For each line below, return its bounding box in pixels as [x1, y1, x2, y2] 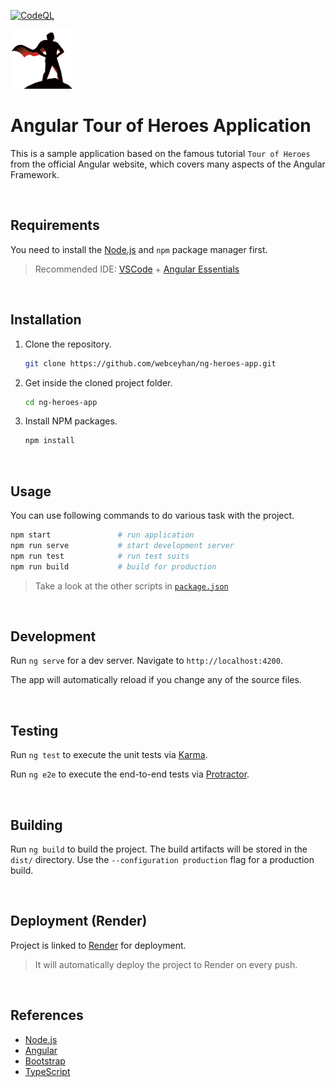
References [10, 1007, 84, 1024]
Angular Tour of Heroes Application [10, 115, 312, 137]
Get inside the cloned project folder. [24, 376, 173, 389]
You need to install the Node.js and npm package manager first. [10, 243, 268, 255]
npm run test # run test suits [10, 551, 190, 561]
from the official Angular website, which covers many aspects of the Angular [10, 158, 326, 170]
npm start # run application [10, 530, 195, 540]
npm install [24, 436, 75, 446]
